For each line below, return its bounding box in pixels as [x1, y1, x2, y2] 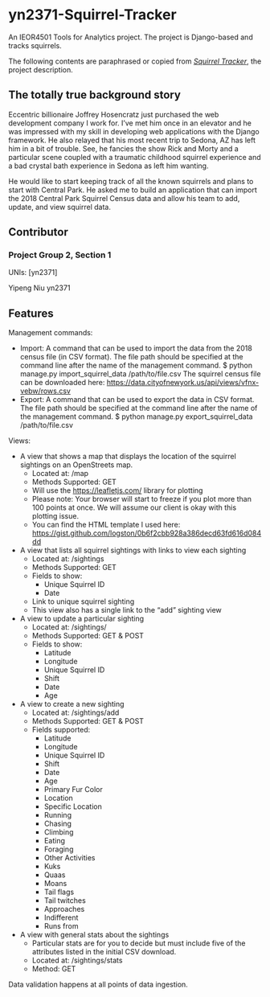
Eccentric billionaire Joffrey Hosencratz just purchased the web [8, 109, 219, 119]
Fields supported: [31, 725, 91, 735]
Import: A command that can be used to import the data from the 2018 [19, 343, 253, 353]
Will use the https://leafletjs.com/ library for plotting [31, 486, 203, 495]
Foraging [43, 844, 74, 854]
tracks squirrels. [8, 40, 62, 50]
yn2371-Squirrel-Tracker [8, 6, 177, 24]
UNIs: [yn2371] [8, 268, 58, 277]
